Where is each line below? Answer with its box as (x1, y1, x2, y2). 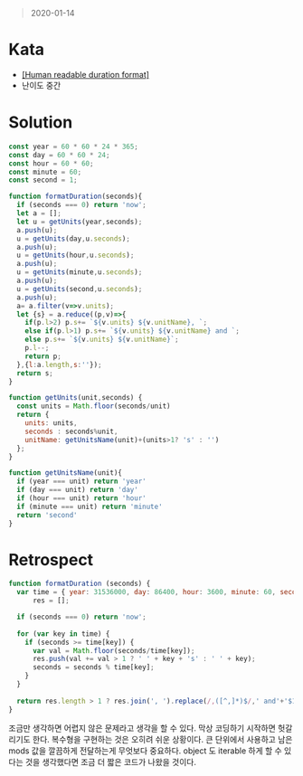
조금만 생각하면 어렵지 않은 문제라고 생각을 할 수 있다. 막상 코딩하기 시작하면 (8, 723, 277, 733)
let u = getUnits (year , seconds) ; (16, 217, 143, 226)
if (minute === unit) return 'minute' (16, 502, 164, 511)
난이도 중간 (21, 80, 62, 90)
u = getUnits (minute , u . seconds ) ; (16, 268, 143, 277)
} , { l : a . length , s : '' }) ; (16, 360, 102, 369)
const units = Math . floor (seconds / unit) (16, 402, 171, 411)
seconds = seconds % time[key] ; (32, 663, 155, 672)
